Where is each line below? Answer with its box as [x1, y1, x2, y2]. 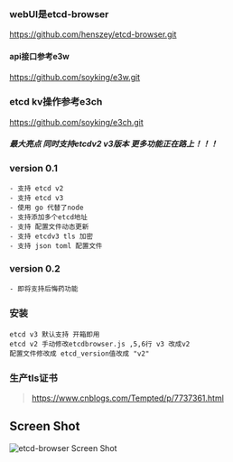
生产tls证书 [9, 372, 59, 384]
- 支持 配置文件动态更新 [9, 223, 89, 232]
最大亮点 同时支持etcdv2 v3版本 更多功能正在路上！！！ [9, 138, 219, 150]
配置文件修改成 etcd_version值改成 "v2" [9, 349, 150, 358]
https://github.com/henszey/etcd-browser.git [9, 29, 177, 40]
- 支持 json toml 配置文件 [9, 242, 103, 251]
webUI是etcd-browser [9, 7, 109, 20]
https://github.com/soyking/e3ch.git [9, 116, 144, 127]
